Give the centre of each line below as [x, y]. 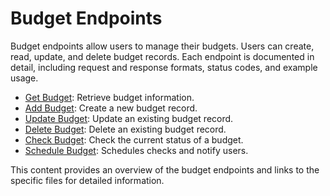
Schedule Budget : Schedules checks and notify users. [136, 150]
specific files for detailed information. [87, 180]
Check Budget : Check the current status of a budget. [134, 139]
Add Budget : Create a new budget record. [111, 108]
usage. [24, 78]
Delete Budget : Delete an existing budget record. [125, 129]
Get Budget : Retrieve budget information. [109, 97]
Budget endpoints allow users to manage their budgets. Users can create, [162, 46]
